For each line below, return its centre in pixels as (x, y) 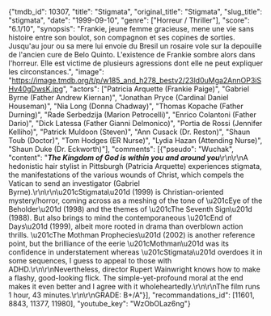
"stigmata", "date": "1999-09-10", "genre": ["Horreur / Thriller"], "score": (129, 20)
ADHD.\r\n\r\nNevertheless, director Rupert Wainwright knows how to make (134, 269)
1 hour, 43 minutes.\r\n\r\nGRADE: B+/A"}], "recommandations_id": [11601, (131, 295)
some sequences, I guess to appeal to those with (90, 261)
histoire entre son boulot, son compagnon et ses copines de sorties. (122, 37)
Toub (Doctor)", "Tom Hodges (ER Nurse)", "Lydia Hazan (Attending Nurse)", (135, 140)
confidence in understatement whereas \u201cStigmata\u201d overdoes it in (135, 252)
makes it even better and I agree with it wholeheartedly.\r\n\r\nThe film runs (134, 287)
